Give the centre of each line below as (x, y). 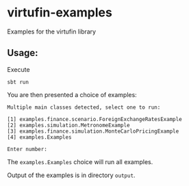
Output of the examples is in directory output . (71, 175)
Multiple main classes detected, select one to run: (84, 107)
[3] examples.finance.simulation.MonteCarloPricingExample (93, 131)
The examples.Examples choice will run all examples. (80, 161)
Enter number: (27, 149)
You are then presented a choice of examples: (72, 94)
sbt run (18, 82)
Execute (18, 69)
